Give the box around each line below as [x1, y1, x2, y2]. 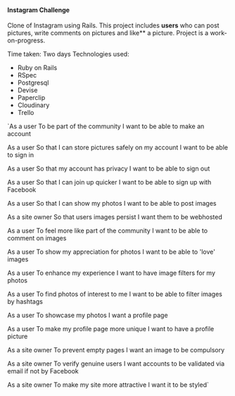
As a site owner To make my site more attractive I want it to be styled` [7, 380, 210, 389]
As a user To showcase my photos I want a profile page [7, 311, 168, 320]
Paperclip [17, 94, 46, 102]
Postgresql [17, 78, 49, 87]
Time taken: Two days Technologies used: [7, 50, 129, 58]
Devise [17, 86, 38, 94]
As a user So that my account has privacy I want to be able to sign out [7, 164, 210, 173]
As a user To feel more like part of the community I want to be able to [7, 226, 208, 235]
